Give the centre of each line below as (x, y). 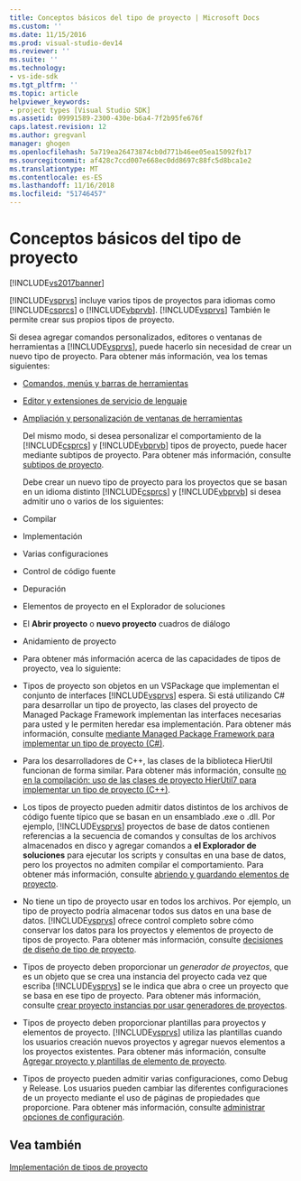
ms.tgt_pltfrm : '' (44, 85)
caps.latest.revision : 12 (58, 127)
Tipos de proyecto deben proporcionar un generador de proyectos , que (155, 966)
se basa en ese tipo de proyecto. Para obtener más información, (141, 995)
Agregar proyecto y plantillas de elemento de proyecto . (124, 1061)
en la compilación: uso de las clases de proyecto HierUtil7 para (139, 780)
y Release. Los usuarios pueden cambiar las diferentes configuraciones (155, 1088)
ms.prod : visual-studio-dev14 (66, 43)
